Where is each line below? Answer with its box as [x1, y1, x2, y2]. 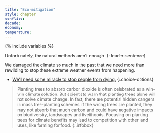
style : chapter [5, 12, 36, 17]
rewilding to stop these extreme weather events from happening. [5, 67, 135, 73]
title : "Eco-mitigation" [5, 7, 56, 12]
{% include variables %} [5, 43, 54, 49]
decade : [5, 20, 21, 26]
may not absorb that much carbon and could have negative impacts [17, 107, 154, 113]
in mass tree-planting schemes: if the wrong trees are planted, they [17, 102, 153, 107]
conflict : [5, 16, 25, 21]
